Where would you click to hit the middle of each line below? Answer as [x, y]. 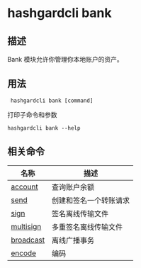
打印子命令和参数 [32, 114]
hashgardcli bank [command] [52, 101]
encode [24, 253]
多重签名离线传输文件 [88, 227]
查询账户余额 [73, 187]
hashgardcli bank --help [44, 128]
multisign [26, 226]
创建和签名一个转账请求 [91, 200]
